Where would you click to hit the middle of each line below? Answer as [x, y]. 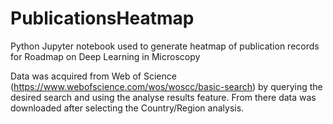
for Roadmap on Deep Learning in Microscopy [105, 56]
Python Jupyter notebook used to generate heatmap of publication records [165, 46]
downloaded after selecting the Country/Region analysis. [127, 108]
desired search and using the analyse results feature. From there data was [163, 97]
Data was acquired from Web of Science [93, 76]
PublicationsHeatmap [102, 18]
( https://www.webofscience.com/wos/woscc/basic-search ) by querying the [166, 86]
